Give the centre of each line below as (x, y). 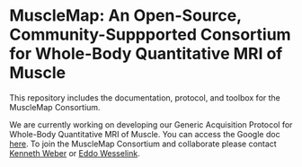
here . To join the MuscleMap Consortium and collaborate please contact (143, 144)
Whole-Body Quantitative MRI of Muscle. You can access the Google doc (145, 134)
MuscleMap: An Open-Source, (125, 16)
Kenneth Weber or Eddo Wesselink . (75, 153)
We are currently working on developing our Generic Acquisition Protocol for (151, 124)
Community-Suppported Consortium (150, 35)
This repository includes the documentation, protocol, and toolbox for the (145, 97)
